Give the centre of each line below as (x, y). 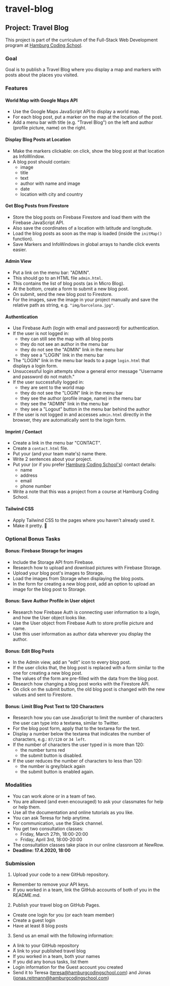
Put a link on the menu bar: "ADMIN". (51, 272)
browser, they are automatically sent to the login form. (69, 420)
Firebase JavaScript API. (38, 223)
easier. (20, 250)
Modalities (19, 785)
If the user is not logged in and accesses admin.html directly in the (82, 415)
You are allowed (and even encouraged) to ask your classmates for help (88, 801)
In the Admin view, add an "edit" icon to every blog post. (72, 662)
